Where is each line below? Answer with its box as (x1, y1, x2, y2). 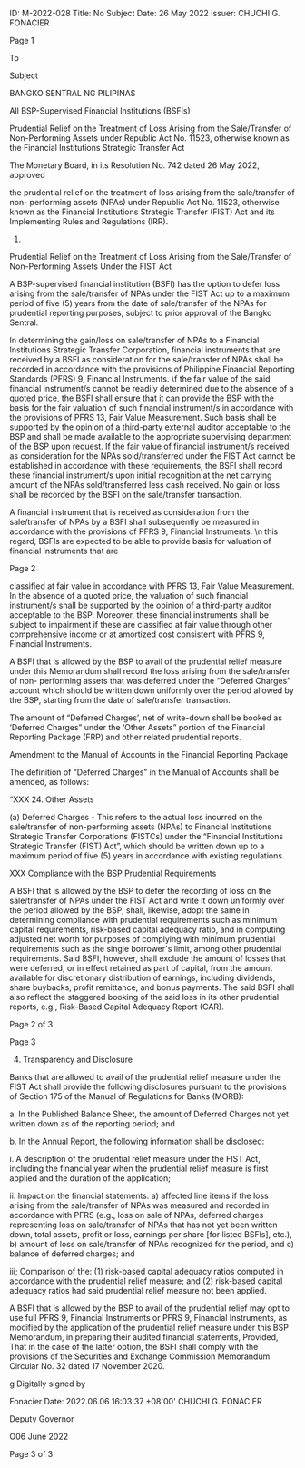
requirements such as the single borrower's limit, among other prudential (9, 944, 282, 954)
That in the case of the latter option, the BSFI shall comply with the (9, 1342, 259, 1352)
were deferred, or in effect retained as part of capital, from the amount (9, 963, 273, 973)
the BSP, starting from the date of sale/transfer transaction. (9, 695, 231, 705)
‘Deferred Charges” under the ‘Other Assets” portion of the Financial (9, 722, 266, 732)
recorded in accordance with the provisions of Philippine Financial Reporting (9, 363, 295, 374)
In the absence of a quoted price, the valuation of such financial (9, 590, 249, 600)
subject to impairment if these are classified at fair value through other (9, 620, 273, 630)
